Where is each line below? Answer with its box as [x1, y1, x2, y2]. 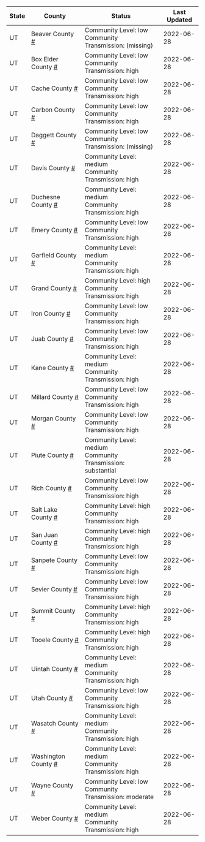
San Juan [31, 531, 58, 539]
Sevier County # [31, 585, 77, 593]
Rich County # [31, 484, 72, 492]
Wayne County [31, 781, 74, 789]
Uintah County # [31, 665, 78, 673]
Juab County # [31, 335, 74, 343]
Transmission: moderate [84, 793, 154, 801]
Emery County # [31, 226, 78, 234]
